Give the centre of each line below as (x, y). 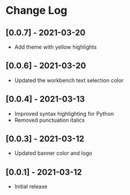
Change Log (36, 10)
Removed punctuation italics (49, 120)
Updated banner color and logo (53, 153)
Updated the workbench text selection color (69, 80)
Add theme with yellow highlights (55, 47)
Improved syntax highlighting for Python (64, 113)
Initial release (31, 187)
